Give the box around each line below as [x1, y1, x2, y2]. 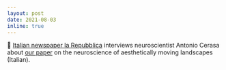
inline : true [7, 22, 44, 29]
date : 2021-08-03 [7, 16, 57, 23]
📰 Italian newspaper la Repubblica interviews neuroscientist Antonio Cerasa [7, 41, 220, 50]
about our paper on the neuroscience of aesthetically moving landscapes [7, 48, 213, 56]
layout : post [7, 10, 44, 17]
